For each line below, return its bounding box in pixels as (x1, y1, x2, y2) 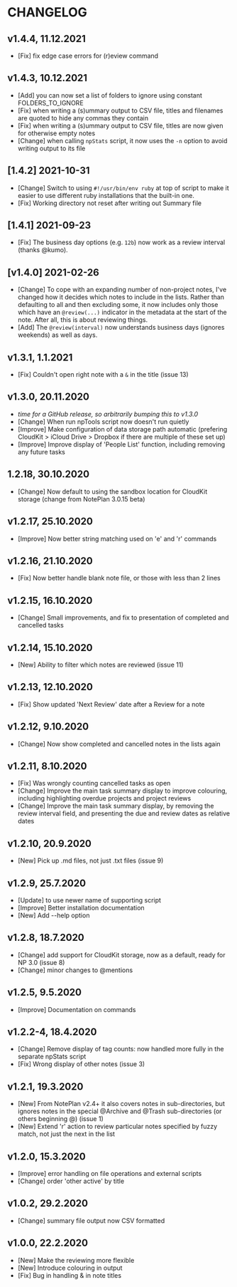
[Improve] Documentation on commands (17, 1005, 136, 1014)
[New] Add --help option (17, 911, 90, 919)
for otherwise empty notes (17, 129, 96, 137)
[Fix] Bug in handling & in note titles (17, 1271, 122, 1279)
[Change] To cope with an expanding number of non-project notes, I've (17, 286, 227, 294)
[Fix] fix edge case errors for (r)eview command (17, 51, 158, 60)
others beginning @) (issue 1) (17, 1115, 104, 1123)
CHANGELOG (7, 4, 87, 21)
